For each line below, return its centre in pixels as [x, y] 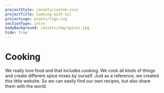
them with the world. [26, 86]
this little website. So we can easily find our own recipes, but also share [78, 81]
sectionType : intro [25, 23]
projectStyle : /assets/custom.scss [42, 10]
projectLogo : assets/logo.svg [36, 19]
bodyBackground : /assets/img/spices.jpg [47, 28]
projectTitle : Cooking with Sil [38, 14]
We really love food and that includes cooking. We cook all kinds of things [80, 70]
